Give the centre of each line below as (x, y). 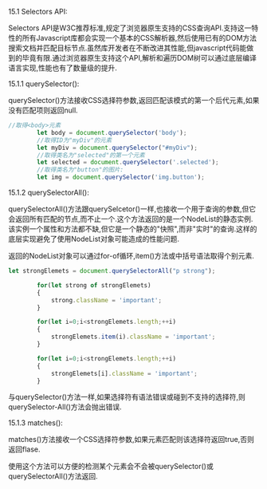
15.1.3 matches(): (36, 423)
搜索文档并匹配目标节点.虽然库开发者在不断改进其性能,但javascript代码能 (128, 48)
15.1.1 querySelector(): (44, 84)
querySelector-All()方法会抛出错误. (65, 407)
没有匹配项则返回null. (43, 110)
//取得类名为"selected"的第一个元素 (91, 155)
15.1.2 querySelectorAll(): (49, 192)
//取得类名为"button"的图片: (80, 170)
